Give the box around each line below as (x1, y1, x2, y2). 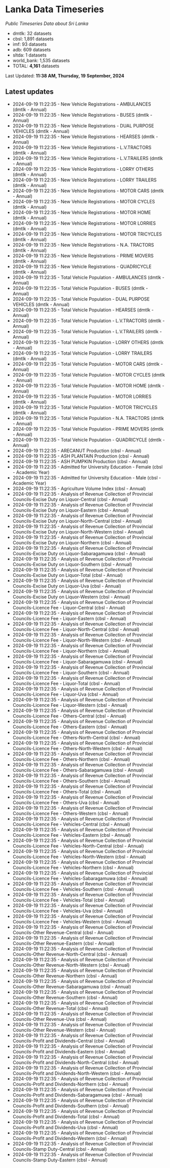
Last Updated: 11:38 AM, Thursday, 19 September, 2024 (5, 72, 124, 78)
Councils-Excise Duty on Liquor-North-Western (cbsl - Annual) (12, 528, 144, 535)
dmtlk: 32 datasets (12, 30, 52, 36)
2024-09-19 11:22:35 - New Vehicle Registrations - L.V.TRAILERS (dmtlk (12, 155, 163, 161)
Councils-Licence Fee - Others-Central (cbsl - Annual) (12, 712, 127, 719)
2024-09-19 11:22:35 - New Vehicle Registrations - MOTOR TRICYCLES (12, 231, 162, 237)
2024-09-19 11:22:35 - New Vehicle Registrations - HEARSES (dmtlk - (12, 134, 158, 140)
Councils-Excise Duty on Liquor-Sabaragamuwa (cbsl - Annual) (12, 550, 146, 556)
